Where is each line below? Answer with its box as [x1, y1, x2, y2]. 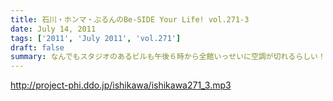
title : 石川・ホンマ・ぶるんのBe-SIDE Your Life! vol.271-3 [10, 14, 250, 25]
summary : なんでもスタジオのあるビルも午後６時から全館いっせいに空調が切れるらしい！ [10, 52, 326, 62]
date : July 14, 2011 [10, 24, 97, 34]
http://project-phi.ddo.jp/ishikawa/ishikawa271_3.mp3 [10, 79, 232, 91]
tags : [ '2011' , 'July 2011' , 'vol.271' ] [10, 33, 182, 43]
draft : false [10, 42, 65, 53]
